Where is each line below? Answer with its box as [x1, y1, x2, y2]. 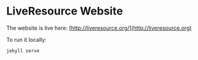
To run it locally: [6, 36, 47, 43]
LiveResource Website [6, 4, 123, 18]
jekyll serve [6, 47, 40, 54]
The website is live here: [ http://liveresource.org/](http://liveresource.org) [6, 24, 192, 32]
